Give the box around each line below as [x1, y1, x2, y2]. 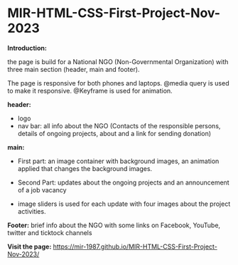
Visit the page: [7, 242, 52, 251]
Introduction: [7, 43, 48, 52]
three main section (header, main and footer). [7, 65, 140, 73]
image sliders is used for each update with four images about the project [17, 199, 231, 208]
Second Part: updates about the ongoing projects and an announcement [17, 178, 229, 187]
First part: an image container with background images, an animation [17, 157, 220, 165]
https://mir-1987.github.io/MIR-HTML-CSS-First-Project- [53, 242, 218, 251]
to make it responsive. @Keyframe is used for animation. [7, 86, 173, 95]
